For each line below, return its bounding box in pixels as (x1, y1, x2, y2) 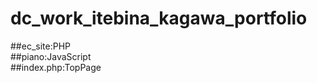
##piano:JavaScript (10, 50, 92, 62)
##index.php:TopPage (10, 61, 102, 73)
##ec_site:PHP (10, 40, 71, 52)
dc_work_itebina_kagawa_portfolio (10, 7, 308, 30)
